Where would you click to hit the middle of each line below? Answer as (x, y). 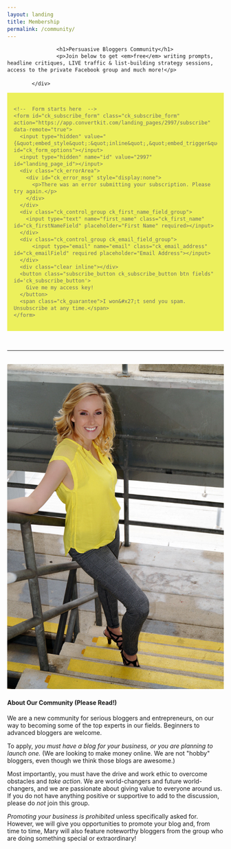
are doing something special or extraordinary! (72, 838)
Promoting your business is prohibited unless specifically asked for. (102, 816)
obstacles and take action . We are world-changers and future (95, 781)
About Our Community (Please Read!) (62, 703)
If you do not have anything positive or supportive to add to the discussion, (113, 795)
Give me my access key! (60, 288)
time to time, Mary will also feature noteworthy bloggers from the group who (115, 830)
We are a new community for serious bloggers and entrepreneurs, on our (111, 718)
